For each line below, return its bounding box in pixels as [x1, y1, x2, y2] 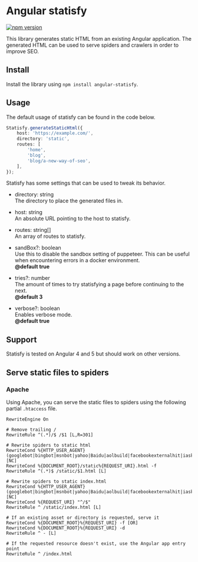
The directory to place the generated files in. [14, 197, 123, 205]
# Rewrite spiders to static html [6, 442, 91, 448]
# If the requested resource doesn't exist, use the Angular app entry [6, 540, 186, 547]
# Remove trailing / [6, 427, 57, 432]
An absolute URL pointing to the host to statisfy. [14, 215, 131, 222]
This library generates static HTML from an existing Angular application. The [6, 35, 192, 42]
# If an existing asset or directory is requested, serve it [6, 515, 160, 521]
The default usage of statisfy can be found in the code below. [6, 114, 156, 121]
